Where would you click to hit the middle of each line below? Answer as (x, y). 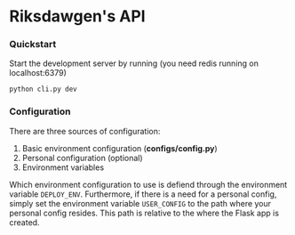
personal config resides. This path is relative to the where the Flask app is (144, 213)
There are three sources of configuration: (85, 131)
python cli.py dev (43, 89)
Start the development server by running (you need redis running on (134, 63)
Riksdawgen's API (77, 16)
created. (24, 222)
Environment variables (63, 167)
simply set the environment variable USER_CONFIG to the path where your (140, 203)
